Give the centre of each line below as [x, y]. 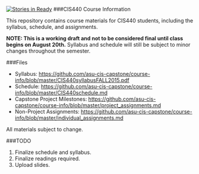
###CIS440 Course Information [92, 9]
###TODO [19, 141]
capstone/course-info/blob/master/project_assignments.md [88, 105]
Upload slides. [32, 165]
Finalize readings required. [47, 159]
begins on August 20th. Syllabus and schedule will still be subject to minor [98, 45]
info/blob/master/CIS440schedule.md [61, 93]
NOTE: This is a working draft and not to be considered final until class [95, 38]
